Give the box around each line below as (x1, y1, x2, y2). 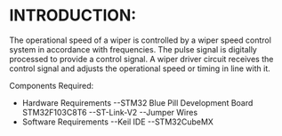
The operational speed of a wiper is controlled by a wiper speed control (9, 35, 271, 45)
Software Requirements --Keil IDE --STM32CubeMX (21, 116, 214, 127)
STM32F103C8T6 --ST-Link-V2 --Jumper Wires (21, 107, 198, 117)
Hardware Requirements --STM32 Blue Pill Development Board (21, 97, 254, 108)
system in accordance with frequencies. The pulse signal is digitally (9, 44, 258, 54)
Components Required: (9, 80, 94, 91)
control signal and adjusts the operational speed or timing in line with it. (9, 63, 270, 74)
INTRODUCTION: (9, 5, 137, 26)
